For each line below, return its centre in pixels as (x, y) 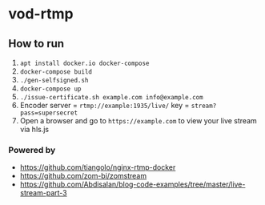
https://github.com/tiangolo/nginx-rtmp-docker (98, 167)
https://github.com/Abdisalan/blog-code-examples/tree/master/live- (132, 184)
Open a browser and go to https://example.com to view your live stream (139, 121)
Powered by (32, 150)
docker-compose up (50, 89)
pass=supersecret (49, 113)
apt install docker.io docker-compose (84, 63)
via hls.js (34, 129)
